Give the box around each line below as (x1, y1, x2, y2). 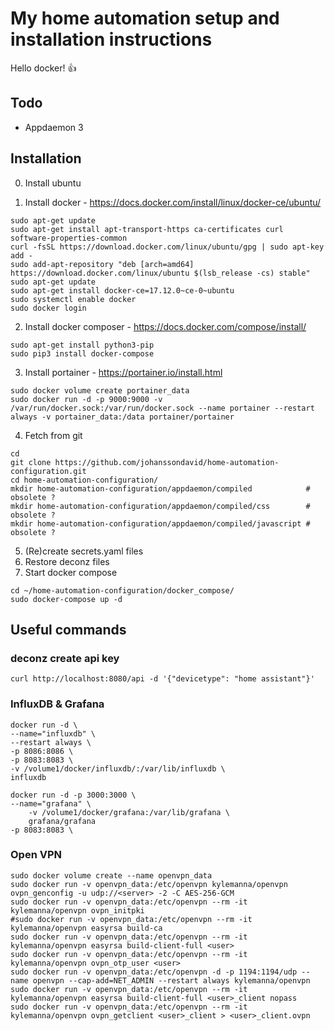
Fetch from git (24, 429, 83, 441)
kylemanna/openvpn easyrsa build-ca (10, 923, 163, 933)
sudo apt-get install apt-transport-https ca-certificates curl (10, 224, 284, 234)
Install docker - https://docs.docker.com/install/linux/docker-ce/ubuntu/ (24, 196, 322, 208)
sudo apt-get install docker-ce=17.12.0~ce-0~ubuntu (10, 285, 235, 296)
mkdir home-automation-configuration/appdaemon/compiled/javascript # (10, 518, 311, 529)
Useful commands (10, 621, 127, 638)
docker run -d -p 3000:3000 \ (10, 790, 137, 800)
